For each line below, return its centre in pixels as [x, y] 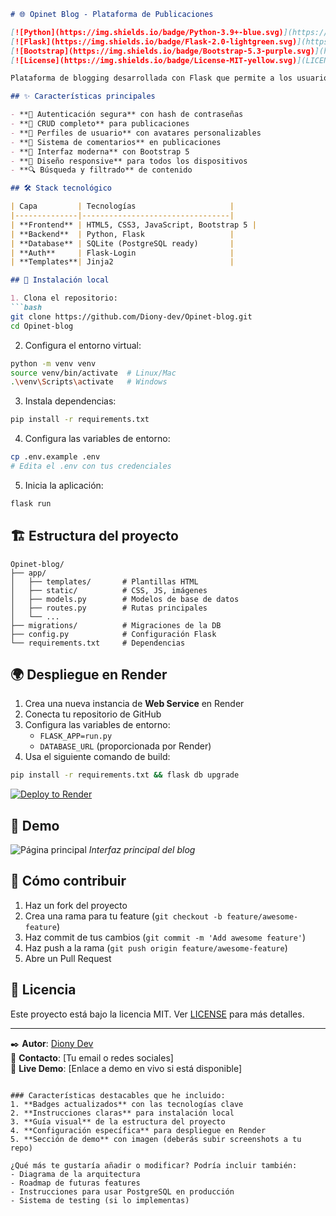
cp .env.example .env [55, 457]
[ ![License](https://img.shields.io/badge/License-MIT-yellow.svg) [154, 60]
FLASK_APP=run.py [76, 736]
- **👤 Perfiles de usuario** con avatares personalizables [136, 133]
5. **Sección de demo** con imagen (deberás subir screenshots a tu [156, 1139]
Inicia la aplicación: [64, 485]
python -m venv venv [53, 363]
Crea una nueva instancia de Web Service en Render [134, 704]
